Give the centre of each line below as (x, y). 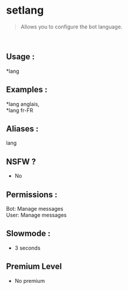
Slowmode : (28, 233)
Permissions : (32, 194)
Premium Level (34, 267)
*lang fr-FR (20, 110)
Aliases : (22, 129)
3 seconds (27, 248)
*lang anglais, (23, 104)
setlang (25, 10)
